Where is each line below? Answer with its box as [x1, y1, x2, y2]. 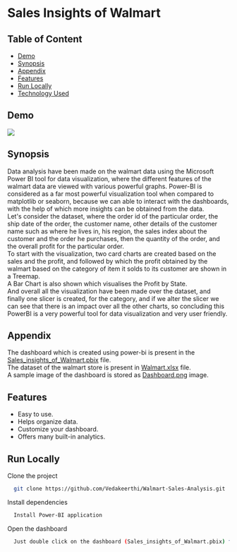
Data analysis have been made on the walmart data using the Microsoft [7, 167, 214, 176]
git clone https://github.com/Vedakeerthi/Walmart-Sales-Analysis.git [13, 485, 226, 493]
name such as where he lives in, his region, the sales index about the [7, 227, 207, 235]
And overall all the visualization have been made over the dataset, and [7, 287, 211, 295]
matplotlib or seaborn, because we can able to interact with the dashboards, [7, 197, 229, 205]
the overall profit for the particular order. [7, 242, 125, 250]
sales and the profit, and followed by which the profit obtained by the [7, 257, 208, 265]
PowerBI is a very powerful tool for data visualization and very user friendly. [7, 309, 228, 318]
